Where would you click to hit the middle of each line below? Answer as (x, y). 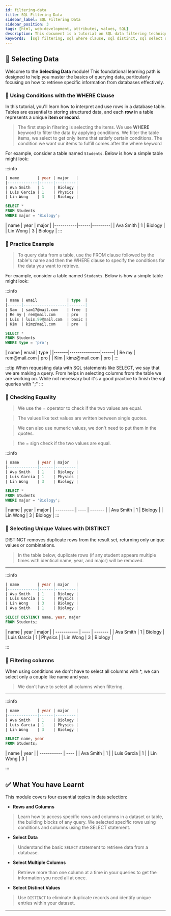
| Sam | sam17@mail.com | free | (46, 310)
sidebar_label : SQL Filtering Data (43, 19)
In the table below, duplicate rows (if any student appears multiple (87, 555)
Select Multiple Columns (39, 862)
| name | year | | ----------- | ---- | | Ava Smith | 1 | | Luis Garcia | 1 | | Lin (81, 753)
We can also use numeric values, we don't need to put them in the (87, 428)
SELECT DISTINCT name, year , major (43, 617)
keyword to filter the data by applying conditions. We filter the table (88, 133)
